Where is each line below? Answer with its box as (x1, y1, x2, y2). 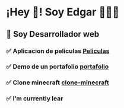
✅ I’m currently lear (6, 94, 63, 103)
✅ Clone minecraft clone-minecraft (6, 78, 110, 87)
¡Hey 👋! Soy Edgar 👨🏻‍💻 (6, 5, 120, 19)
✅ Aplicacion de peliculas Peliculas (6, 47, 110, 55)
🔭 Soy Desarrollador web (6, 29, 100, 39)
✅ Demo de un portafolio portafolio (6, 62, 109, 71)
